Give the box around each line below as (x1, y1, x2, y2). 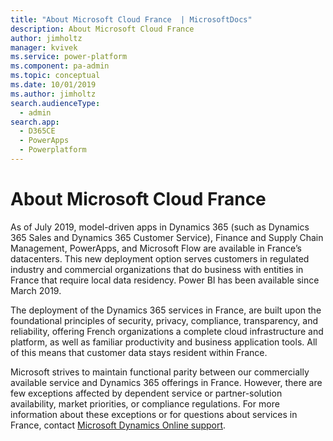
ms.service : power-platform (10, 52, 128, 62)
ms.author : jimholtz (10, 89, 97, 99)
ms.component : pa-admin (10, 61, 110, 71)
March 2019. (10, 284, 62, 296)
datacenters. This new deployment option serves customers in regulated (10, 252, 310, 265)
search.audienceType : (10, 98, 101, 108)
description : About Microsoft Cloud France (10, 24, 195, 34)
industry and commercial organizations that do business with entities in (10, 263, 304, 275)
